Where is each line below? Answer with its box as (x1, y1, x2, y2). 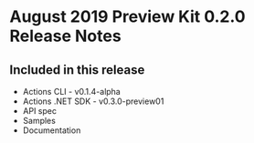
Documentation (22, 125, 81, 136)
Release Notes (9, 26, 122, 46)
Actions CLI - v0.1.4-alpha (22, 87, 121, 97)
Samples (22, 116, 57, 126)
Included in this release (9, 62, 145, 77)
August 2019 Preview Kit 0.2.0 (9, 6, 246, 27)
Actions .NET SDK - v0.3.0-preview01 (22, 96, 164, 107)
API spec (22, 106, 58, 116)
